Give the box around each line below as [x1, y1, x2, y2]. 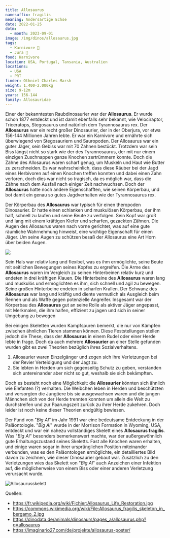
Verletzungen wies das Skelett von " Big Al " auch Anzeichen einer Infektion [5, 460, 161, 466]
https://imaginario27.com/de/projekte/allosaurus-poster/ [12, 527, 131, 533]
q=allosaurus [12, 522, 41, 528]
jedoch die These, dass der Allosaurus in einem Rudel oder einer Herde [5, 333, 156, 340]
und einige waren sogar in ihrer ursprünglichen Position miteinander [5, 444, 147, 450]
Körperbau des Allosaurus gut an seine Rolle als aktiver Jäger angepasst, [5, 302, 160, 308]
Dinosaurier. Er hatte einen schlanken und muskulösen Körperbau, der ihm [5, 207, 161, 213]
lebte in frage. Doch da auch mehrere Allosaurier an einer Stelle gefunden [5, 339, 161, 345]
